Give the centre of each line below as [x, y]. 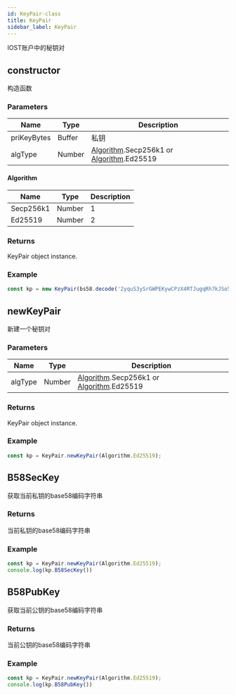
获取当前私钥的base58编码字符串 [55, 495]
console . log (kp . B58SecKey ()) [50, 570]
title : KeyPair [29, 20]
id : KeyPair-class [34, 14]
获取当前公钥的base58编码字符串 [55, 610]
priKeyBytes [31, 138]
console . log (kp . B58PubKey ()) [50, 685]
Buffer [68, 138]
